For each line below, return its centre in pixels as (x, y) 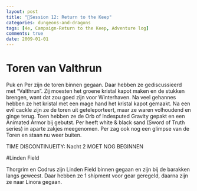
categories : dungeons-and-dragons (49, 22)
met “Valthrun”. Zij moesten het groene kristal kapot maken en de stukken (96, 91)
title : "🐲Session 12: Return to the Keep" (59, 17)
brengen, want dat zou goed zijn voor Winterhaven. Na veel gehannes (91, 97)
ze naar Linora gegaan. (34, 182)
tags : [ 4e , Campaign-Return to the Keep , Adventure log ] (78, 28)
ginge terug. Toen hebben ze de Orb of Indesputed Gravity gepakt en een (96, 116)
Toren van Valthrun (54, 68)
